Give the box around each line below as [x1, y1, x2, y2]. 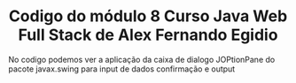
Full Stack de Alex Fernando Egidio [18, 25, 278, 45]
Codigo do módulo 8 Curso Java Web [8, 6, 288, 26]
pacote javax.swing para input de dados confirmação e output [8, 64, 236, 74]
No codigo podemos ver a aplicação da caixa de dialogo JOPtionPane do [8, 54, 276, 64]
